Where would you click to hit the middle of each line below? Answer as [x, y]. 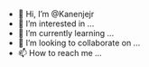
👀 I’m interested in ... [56, 24]
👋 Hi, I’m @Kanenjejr [56, 14]
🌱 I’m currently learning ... [66, 33]
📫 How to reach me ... [60, 53]
